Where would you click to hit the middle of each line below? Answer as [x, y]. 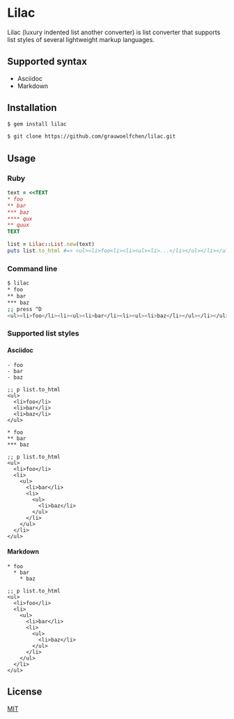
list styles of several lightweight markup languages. [81, 39]
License [25, 692]
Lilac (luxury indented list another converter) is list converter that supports [114, 32]
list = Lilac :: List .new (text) [51, 245]
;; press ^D [24, 309]
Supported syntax [47, 62]
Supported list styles [43, 333]
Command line [32, 268]
